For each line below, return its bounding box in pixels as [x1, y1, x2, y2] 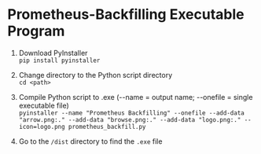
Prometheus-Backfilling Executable [7, 5, 244, 24]
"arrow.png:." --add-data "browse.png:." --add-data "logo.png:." [18, 115, 241, 123]
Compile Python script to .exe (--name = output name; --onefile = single [18, 92, 253, 101]
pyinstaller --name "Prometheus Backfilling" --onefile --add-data [18, 108, 244, 117]
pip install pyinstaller [18, 57, 101, 64]
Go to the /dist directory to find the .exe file [18, 136, 163, 146]
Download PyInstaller [18, 48, 88, 57]
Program [7, 22, 65, 40]
